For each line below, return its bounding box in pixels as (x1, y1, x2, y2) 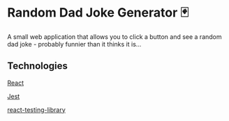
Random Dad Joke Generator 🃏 (7, 5, 189, 21)
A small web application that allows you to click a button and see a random (7, 32, 222, 41)
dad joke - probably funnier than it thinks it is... (7, 40, 142, 48)
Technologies (7, 60, 68, 72)
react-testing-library (7, 105, 66, 114)
